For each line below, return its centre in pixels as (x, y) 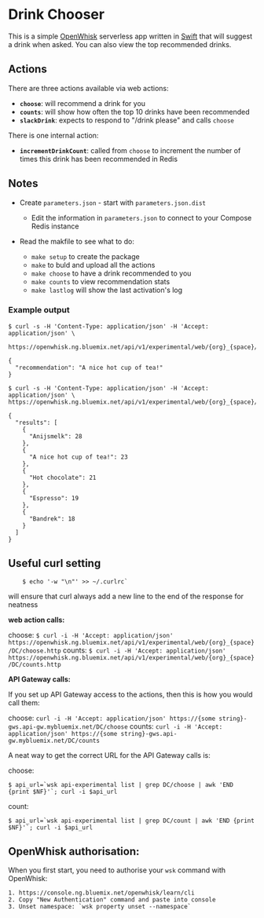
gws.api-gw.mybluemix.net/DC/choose (68, 727)
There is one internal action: (53, 135)
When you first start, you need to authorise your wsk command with (117, 870)
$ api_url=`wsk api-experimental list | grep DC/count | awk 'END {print (132, 821)
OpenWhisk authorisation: (74, 852)
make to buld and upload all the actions (93, 265)
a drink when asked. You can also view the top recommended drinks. (120, 44)
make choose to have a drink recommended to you (111, 273)
